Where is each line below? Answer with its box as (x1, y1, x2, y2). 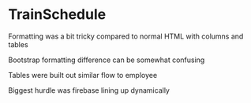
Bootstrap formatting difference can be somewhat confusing (8, 55, 205, 64)
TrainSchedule (8, 6, 107, 24)
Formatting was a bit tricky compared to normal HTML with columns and (8, 31, 244, 41)
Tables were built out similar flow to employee (8, 70, 158, 79)
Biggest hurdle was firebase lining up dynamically (8, 85, 170, 95)
